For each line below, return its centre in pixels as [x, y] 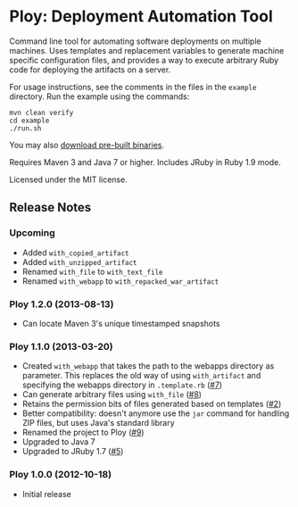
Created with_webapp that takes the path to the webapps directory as [148, 366]
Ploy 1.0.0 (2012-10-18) [61, 475]
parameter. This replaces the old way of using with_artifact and [141, 376]
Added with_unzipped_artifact [79, 262]
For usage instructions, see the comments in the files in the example [133, 87]
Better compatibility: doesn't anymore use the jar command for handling [156, 413]
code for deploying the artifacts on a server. [90, 70]
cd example [29, 121]
